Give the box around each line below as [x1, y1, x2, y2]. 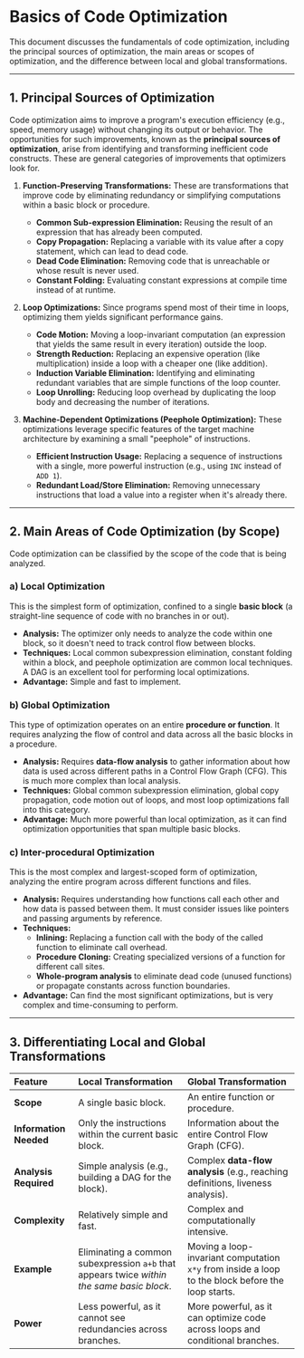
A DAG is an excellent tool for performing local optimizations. [22, 666, 251, 677]
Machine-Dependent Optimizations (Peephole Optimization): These [22, 414, 282, 425]
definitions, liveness [186, 1177, 272, 1189]
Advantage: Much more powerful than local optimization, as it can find [22, 814, 287, 825]
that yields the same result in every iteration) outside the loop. [35, 338, 267, 350]
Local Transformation [78, 1075, 174, 1088]
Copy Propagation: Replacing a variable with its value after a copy [35, 236, 284, 246]
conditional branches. [186, 1334, 280, 1347]
